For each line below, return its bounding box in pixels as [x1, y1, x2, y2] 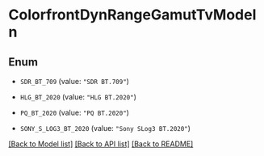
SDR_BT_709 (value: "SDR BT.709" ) [19, 77, 129, 86]
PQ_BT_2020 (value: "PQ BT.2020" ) [19, 108, 129, 117]
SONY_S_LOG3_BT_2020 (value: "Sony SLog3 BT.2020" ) [19, 124, 191, 133]
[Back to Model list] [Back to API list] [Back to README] [8, 139, 194, 149]
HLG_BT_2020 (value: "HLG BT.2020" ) [19, 92, 137, 102]
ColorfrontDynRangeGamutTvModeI [8, 6, 257, 24]
